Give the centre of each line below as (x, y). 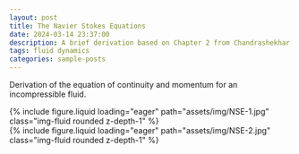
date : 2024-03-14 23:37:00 (60, 34)
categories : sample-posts (57, 59)
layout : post (34, 17)
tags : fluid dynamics (50, 51)
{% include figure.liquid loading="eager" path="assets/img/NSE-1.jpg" (140, 111)
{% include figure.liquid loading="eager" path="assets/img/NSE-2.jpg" (140, 130)
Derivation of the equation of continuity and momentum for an (124, 85)
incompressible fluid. (48, 94)
